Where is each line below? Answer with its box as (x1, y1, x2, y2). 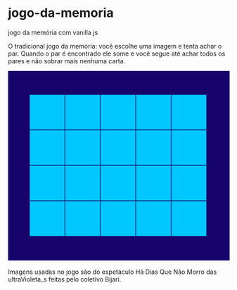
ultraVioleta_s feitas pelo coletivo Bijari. (8, 275, 122, 283)
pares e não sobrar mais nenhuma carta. (8, 56, 126, 65)
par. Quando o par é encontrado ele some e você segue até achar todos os (8, 49, 226, 58)
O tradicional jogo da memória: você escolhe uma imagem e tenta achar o (8, 42, 222, 50)
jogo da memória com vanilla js (8, 28, 98, 37)
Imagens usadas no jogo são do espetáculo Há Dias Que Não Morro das (8, 267, 217, 276)
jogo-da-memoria (8, 5, 115, 21)
